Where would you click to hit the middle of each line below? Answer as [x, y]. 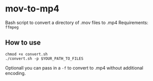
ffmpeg [12, 27]
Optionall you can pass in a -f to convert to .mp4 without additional [74, 67]
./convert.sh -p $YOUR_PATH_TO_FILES [44, 58]
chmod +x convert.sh [27, 54]
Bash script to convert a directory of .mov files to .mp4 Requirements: [77, 22]
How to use [23, 43]
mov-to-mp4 [32, 9]
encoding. [15, 73]
